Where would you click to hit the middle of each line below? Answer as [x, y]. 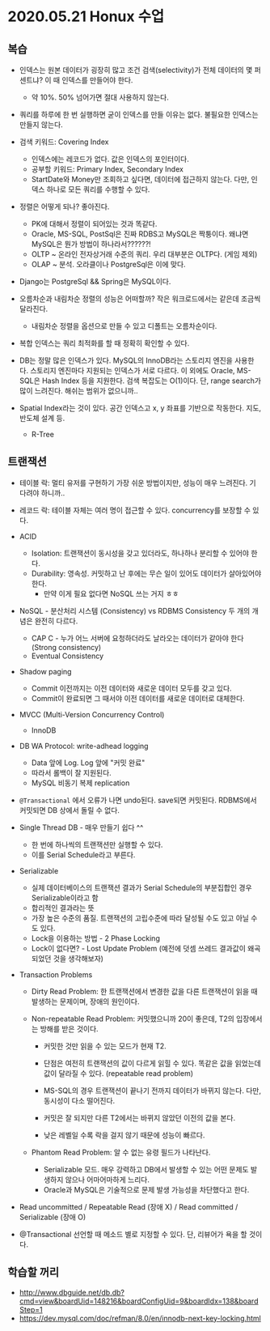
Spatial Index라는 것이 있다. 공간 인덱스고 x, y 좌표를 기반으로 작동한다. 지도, [140, 408]
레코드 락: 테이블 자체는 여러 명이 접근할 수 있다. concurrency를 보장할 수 [135, 510]
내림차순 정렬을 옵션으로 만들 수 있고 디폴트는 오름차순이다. [124, 326]
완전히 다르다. [56, 621]
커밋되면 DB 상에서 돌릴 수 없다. [70, 810]
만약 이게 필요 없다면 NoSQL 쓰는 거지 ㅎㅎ [111, 593]
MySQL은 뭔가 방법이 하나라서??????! [91, 244]
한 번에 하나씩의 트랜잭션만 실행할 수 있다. [97, 844]
